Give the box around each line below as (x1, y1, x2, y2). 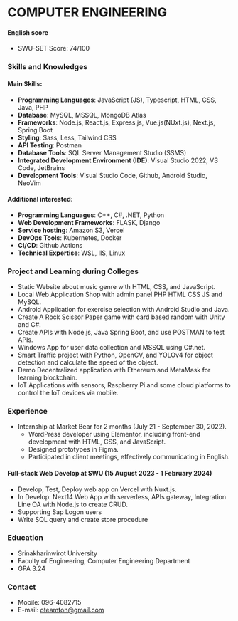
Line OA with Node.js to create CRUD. (17, 500, 129, 508)
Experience (7, 406, 48, 416)
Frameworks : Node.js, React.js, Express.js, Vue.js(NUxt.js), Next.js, (17, 118, 215, 127)
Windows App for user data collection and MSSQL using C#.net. (17, 343, 206, 352)
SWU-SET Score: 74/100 (17, 44, 90, 53)
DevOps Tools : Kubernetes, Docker (17, 233, 122, 242)
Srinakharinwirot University (17, 549, 98, 558)
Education (7, 533, 44, 543)
